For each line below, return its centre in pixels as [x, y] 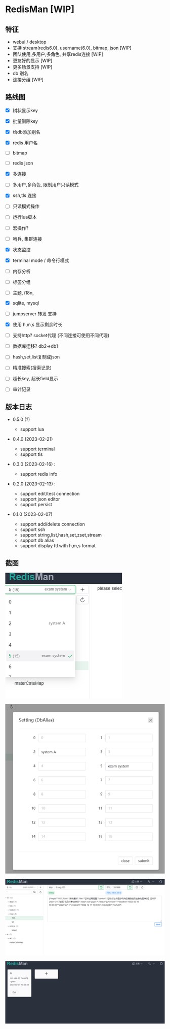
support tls [31, 454]
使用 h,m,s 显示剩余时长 [37, 325]
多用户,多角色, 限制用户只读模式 [46, 185]
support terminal [37, 449]
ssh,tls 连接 [25, 195]
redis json [23, 163]
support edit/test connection [50, 494]
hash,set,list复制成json [36, 357]
